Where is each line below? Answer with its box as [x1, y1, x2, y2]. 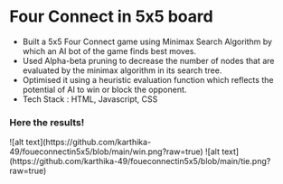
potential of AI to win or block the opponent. [22, 84, 187, 95]
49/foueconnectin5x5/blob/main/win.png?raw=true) [9, 146, 203, 157]
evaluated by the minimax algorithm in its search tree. [22, 65, 222, 76]
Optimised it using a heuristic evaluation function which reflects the [22, 74, 274, 85]
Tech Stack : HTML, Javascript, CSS [22, 93, 158, 105]
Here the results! [9, 115, 85, 128]
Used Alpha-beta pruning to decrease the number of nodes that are [22, 55, 275, 66]
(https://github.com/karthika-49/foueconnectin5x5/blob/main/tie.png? [9, 156, 271, 167]
